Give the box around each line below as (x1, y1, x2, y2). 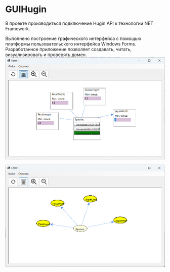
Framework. (5, 25, 30, 31)
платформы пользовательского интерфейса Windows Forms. (5, 40, 137, 47)
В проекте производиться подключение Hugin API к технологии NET (5, 20, 153, 26)
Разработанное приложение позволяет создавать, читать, (5, 46, 132, 52)
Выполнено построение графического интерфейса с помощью (5, 35, 142, 41)
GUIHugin (5, 4, 47, 15)
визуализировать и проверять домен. (5, 52, 87, 58)
